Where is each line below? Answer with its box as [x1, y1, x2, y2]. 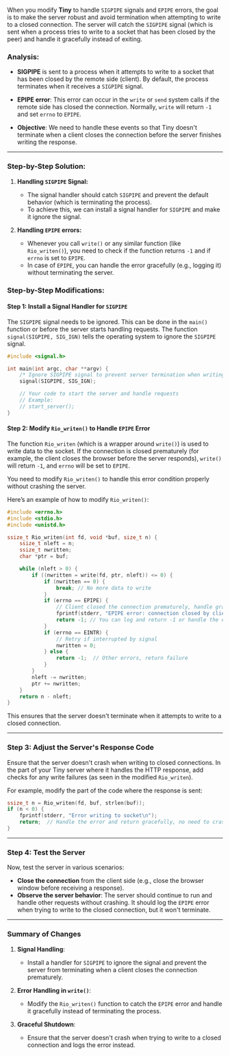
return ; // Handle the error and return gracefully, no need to [19, 818, 210, 826]
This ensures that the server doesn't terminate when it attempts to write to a [7, 712, 222, 720]
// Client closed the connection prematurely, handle [55, 604, 213, 610]
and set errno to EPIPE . [16, 110, 81, 119]
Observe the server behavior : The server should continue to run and [16, 891, 212, 899]
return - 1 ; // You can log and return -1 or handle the [55, 617, 219, 623]
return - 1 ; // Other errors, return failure [55, 655, 188, 662]
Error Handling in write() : [16, 986, 91, 994]
